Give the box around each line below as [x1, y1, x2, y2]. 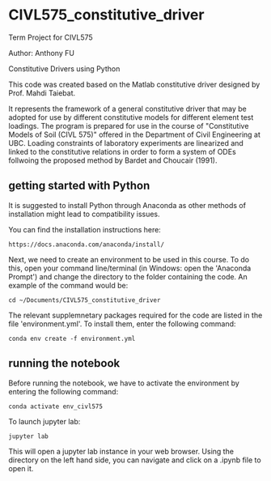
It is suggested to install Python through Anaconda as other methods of [8, 200, 247, 210]
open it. [8, 463, 34, 473]
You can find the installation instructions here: [8, 224, 162, 234]
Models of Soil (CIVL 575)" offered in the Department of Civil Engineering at [8, 130, 261, 139]
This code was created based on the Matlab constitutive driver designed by [8, 79, 260, 89]
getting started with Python [8, 179, 150, 193]
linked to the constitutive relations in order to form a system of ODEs [8, 147, 236, 156]
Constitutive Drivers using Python [8, 63, 121, 74]
